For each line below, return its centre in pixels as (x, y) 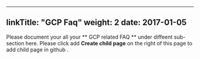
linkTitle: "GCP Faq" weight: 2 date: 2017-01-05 (96, 22)
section (15, 43)
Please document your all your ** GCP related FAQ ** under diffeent (89, 37)
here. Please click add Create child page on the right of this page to (109, 43)
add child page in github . (37, 49)
